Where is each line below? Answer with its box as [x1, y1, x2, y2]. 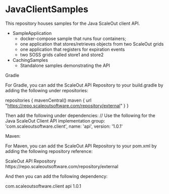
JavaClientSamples [5, 4, 88, 15]
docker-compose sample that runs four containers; [20, 35, 126, 42]
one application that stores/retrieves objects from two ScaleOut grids [20, 41, 164, 47]
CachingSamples [12, 57, 48, 63]
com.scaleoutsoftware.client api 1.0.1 [5, 183, 82, 189]
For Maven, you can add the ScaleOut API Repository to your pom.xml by [5, 143, 157, 149]
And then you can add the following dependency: [5, 173, 108, 179]
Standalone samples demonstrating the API [20, 62, 110, 68]
